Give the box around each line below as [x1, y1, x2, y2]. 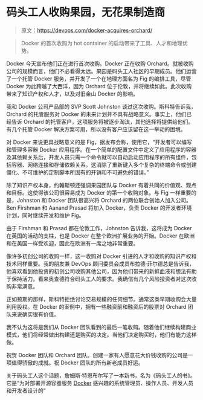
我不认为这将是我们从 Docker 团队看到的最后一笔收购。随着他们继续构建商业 [6, 323, 197, 331]
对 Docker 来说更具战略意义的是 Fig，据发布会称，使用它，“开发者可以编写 [6, 138, 192, 146]
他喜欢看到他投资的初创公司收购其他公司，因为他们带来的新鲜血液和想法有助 [6, 267, 197, 275]
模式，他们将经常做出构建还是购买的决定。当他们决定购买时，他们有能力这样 [6, 331, 197, 338]
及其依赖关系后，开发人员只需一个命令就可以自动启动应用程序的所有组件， [6, 153, 192, 161]
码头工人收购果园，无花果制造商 [6, 5, 166, 19]
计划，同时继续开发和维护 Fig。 [6, 211, 85, 219]
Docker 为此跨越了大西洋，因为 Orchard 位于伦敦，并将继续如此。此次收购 [6, 82, 192, 89]
